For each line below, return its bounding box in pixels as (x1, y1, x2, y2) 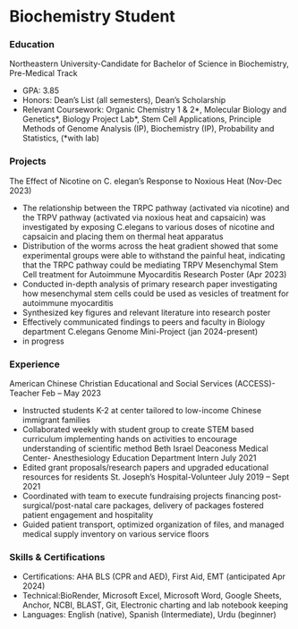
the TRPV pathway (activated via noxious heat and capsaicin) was (21, 212, 267, 223)
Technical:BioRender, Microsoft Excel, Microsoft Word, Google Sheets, (21, 591, 282, 601)
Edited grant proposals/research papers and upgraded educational (21, 463, 269, 473)
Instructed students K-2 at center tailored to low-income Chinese (21, 405, 262, 416)
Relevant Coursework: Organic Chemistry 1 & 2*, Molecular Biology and (21, 105, 287, 115)
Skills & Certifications (9, 551, 106, 563)
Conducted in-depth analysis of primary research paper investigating (21, 278, 277, 289)
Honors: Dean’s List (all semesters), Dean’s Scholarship (21, 95, 226, 106)
